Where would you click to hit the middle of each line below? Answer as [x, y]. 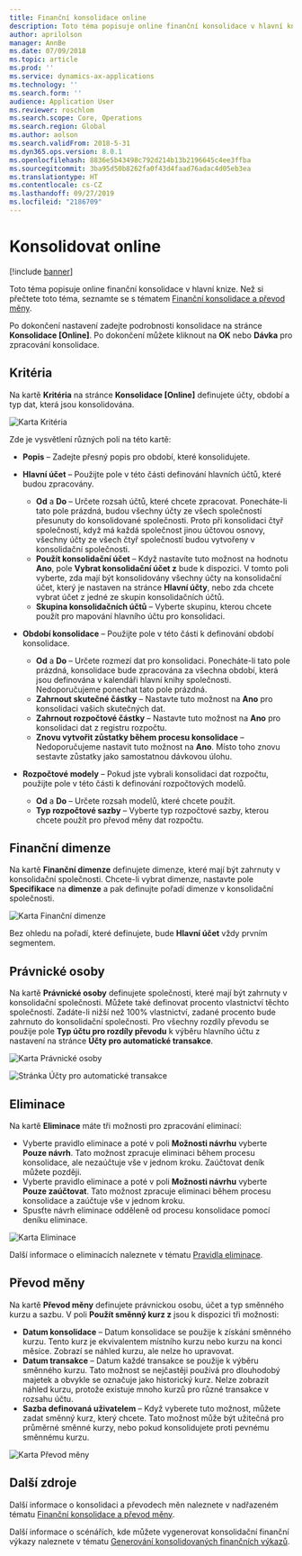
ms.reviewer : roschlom [52, 110]
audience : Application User [62, 101]
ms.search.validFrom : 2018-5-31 [70, 143]
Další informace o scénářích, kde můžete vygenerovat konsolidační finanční [149, 1532]
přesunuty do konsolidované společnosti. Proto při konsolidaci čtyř [160, 520]
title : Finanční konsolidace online [78, 18]
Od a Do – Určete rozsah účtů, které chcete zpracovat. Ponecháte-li [161, 501]
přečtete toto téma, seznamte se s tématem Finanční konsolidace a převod [147, 298]
